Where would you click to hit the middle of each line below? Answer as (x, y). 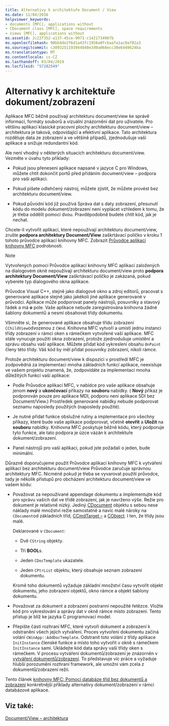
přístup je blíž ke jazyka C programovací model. (62, 617)
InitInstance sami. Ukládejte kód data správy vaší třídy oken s (77, 648)
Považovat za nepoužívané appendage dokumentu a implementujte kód (87, 494)
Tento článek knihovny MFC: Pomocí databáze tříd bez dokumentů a (76, 679)
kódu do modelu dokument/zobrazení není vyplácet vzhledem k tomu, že (88, 209)
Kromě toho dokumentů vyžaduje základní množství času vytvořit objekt (88, 585)
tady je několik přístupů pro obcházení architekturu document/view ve (78, 479)
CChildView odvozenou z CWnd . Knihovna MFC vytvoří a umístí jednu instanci (83, 328)
